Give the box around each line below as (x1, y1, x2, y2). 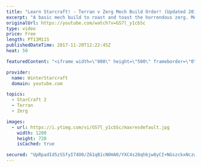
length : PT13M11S (6, 37, 50, 42)
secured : (6, 152, 28, 158)
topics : (6, 91, 26, 98)
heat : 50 (6, 48, 28, 54)
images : (6, 119, 26, 125)
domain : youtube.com (11, 80, 63, 87)
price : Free (6, 31, 36, 37)
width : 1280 (17, 130, 47, 136)
